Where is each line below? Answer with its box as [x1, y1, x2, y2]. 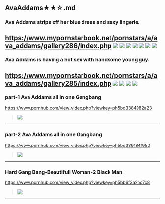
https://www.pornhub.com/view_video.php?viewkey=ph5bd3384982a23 [5, 105, 152, 111]
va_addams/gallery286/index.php [5, 41, 112, 50]
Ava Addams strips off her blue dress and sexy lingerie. [5, 19, 140, 26]
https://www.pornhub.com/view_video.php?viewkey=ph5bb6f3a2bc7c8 [5, 179, 150, 185]
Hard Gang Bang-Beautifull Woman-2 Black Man [5, 168, 123, 175]
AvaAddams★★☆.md [5, 4, 76, 12]
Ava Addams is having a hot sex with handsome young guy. [5, 56, 150, 63]
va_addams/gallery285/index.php [5, 79, 112, 87]
